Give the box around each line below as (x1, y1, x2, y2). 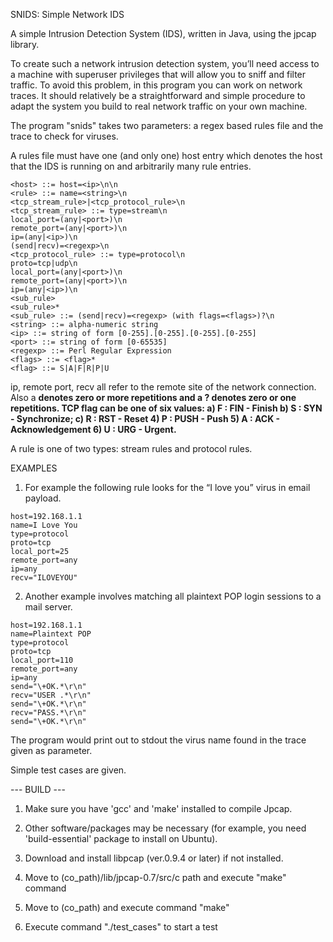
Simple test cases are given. (10, 764, 127, 776)
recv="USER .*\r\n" (10, 690, 92, 700)
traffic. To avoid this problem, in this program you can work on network (10, 79, 303, 91)
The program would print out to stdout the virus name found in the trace (10, 734, 307, 746)
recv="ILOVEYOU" (10, 573, 78, 583)
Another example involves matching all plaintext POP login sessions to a (24, 590, 322, 602)
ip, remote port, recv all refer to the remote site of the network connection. (10, 381, 317, 393)
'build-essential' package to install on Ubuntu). (24, 833, 218, 844)
